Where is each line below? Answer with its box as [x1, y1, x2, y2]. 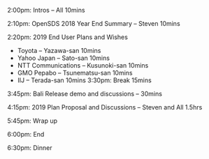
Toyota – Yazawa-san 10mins [17, 47, 101, 54]
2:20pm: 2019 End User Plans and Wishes [7, 33, 128, 41]
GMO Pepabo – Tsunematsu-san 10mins [17, 69, 133, 77]
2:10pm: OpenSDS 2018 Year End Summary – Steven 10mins [7, 20, 180, 27]
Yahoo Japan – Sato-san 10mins [17, 54, 110, 62]
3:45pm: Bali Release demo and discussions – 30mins [7, 90, 163, 98]
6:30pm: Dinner [7, 144, 52, 152]
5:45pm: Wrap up [7, 116, 58, 125]
